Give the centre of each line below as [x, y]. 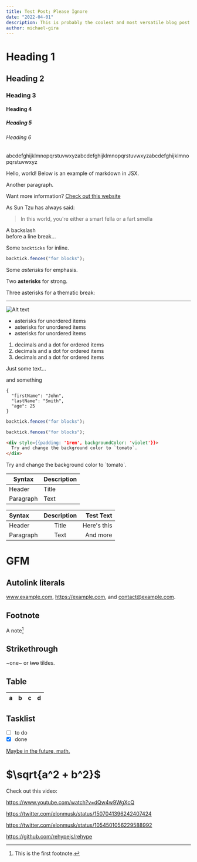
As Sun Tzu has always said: [40, 207]
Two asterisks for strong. [37, 281]
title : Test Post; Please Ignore [47, 11]
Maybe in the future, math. [38, 751]
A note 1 [15, 630]
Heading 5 [19, 122]
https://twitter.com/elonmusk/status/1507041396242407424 [79, 814]
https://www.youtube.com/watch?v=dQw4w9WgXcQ [70, 803]
